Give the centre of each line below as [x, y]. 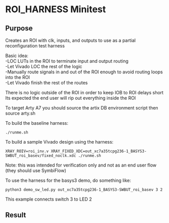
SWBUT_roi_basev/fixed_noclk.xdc [41, 156]
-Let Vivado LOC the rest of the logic [44, 66]
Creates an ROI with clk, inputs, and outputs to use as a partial [71, 40]
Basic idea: [17, 55]
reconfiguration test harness [35, 46]
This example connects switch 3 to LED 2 [49, 199]
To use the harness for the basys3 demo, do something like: [68, 180]
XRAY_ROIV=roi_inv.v [27, 151]
